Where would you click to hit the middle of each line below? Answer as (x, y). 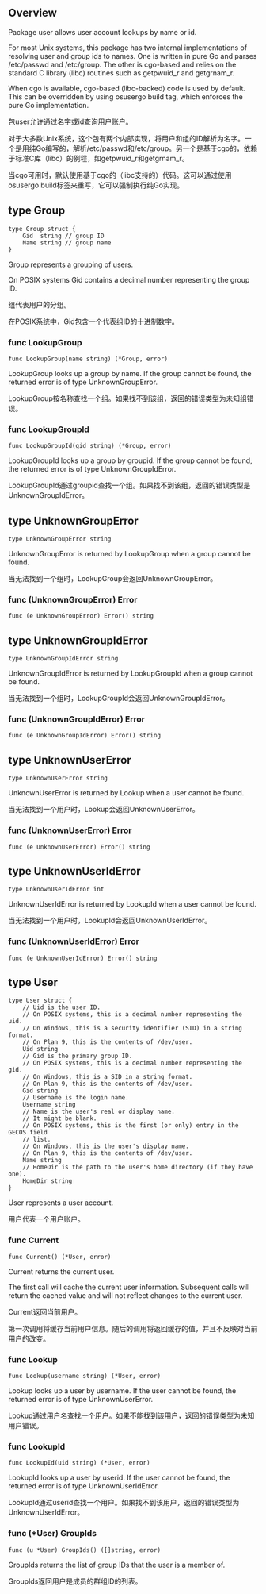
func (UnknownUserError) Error (70, 830)
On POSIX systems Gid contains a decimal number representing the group (129, 279)
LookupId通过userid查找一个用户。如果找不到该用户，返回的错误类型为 (124, 1503)
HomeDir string (47, 1181)
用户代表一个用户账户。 (46, 1219)
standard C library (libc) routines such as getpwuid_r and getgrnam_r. (122, 73)
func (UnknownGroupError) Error (73, 599)
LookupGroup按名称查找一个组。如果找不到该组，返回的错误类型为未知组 (127, 398)
